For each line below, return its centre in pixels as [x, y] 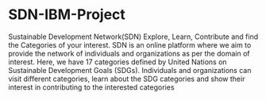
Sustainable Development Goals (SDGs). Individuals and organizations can [130, 70]
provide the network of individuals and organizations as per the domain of [129, 53]
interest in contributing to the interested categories [91, 87]
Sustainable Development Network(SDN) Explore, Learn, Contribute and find [133, 37]
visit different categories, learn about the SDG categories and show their [127, 79]
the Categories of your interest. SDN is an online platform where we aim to [130, 44]
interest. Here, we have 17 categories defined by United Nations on [118, 62]
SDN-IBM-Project [67, 15]
